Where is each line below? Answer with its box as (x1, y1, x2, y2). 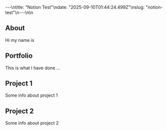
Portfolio (5, 52, 33, 60)
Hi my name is (5, 37, 34, 43)
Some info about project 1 (5, 92, 58, 99)
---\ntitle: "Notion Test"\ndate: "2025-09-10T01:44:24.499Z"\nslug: (5, 4, 145, 10)
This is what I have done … (5, 65, 60, 71)
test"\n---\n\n (5, 9, 33, 15)
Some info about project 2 (5, 120, 59, 126)
